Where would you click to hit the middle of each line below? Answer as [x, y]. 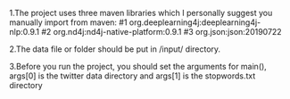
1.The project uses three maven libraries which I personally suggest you [141, 13]
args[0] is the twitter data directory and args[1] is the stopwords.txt [133, 76]
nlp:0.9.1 [25, 32]
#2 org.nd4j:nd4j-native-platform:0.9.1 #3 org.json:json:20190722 [162, 32]
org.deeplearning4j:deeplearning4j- [195, 22]
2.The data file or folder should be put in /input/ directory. [115, 49]
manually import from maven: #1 [68, 22]
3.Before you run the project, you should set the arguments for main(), [138, 66]
